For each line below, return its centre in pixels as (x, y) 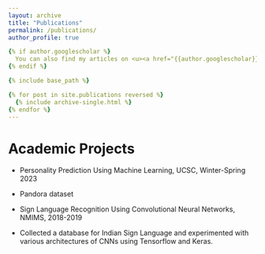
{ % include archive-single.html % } (74, 102)
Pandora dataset (46, 194)
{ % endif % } (28, 67)
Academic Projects (72, 149)
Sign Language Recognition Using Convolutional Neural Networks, (127, 209)
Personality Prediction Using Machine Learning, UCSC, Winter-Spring (132, 170)
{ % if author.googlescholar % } (60, 52)
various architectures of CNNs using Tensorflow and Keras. (116, 241)
